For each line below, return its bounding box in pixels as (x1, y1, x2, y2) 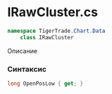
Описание (7, 46, 37, 55)
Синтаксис (7, 64, 47, 74)
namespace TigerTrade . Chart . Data (7, 27, 106, 34)
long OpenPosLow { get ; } (7, 80, 83, 87)
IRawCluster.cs (7, 4, 99, 20)
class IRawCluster (20, 34, 74, 41)
